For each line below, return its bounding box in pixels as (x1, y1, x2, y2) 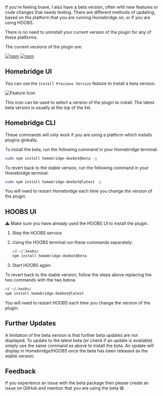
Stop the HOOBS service (12, 230, 62, 236)
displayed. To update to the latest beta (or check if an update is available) (5, 337, 153, 343)
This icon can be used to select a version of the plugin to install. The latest (5, 99, 155, 105)
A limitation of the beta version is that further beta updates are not (5, 332, 138, 338)
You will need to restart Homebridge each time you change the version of (5, 188, 153, 194)
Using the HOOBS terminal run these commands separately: (12, 240, 133, 245)
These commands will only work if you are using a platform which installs (5, 132, 152, 137)
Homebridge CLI (5, 119, 56, 127)
